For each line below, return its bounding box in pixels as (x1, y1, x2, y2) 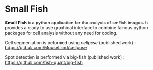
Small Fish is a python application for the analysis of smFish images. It (5, 20, 148, 25)
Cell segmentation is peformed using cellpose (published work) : (5, 39, 136, 45)
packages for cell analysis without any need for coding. (5, 30, 118, 36)
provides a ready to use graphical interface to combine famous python (5, 24, 148, 30)
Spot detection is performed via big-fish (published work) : (5, 54, 124, 60)
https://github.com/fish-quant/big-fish (5, 59, 83, 65)
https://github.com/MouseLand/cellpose (5, 45, 87, 50)
